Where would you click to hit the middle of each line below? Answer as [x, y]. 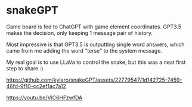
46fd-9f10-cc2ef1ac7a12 [36, 86]
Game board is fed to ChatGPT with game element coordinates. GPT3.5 [94, 27]
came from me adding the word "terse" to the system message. [84, 50]
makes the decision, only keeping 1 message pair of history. [80, 33]
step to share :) [25, 68]
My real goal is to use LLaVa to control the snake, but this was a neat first [96, 62]
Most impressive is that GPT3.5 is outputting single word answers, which [95, 44]
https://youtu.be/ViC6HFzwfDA [44, 98]
